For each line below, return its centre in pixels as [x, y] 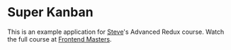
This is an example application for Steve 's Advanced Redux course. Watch [116, 32]
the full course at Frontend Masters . [60, 39]
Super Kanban [50, 12]
